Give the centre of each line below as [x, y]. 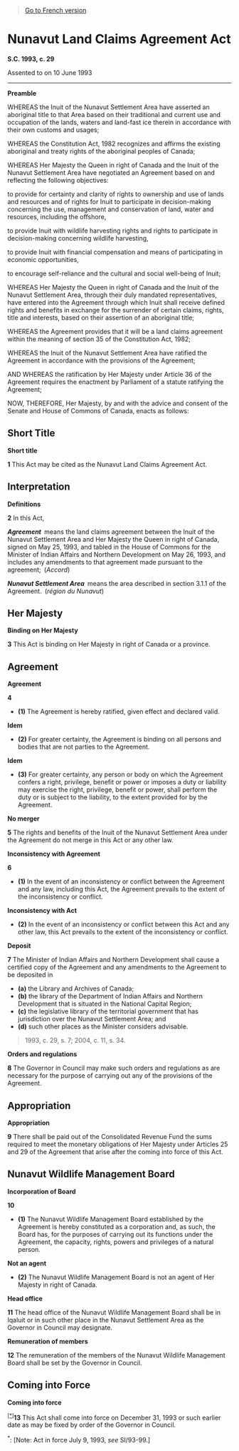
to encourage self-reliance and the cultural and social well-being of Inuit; [114, 273]
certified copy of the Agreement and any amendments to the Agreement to [117, 967]
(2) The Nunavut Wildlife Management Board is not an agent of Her [116, 1277]
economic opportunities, [43, 259]
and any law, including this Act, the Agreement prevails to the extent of [121, 889]
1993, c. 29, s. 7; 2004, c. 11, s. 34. [75, 1041]
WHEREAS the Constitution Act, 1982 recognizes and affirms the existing [114, 143]
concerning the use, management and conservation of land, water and [111, 209]
